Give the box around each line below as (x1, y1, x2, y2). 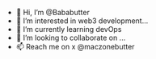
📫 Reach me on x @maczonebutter (15, 42, 135, 51)
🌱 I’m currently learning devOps (15, 25, 122, 33)
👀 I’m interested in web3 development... (15, 16, 149, 26)
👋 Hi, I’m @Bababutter (15, 8, 91, 17)
